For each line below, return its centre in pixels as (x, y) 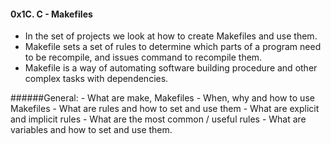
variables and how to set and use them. (91, 130)
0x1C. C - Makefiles (51, 14)
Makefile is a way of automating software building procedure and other (171, 68)
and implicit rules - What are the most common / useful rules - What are (158, 119)
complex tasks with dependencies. (96, 79)
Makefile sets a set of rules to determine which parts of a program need (173, 47)
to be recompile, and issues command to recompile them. (143, 57)
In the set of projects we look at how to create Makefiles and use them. (171, 36)
